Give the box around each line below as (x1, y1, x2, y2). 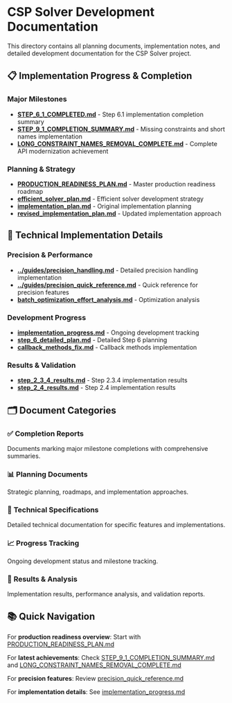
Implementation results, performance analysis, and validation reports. (7, 590, 206, 598)
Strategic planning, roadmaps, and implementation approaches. (7, 488, 189, 496)
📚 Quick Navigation (7, 611, 96, 623)
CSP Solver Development (7, 4, 154, 20)
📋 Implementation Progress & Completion (7, 70, 193, 82)
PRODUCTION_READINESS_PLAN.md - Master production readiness (17, 179, 216, 188)
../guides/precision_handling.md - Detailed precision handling (17, 266, 199, 274)
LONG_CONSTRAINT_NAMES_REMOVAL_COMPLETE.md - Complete (17, 139, 218, 148)
